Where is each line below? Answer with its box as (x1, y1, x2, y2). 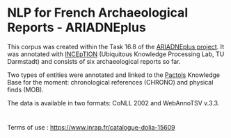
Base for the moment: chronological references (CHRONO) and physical (7, 78, 214, 86)
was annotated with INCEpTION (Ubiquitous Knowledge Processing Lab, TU (7, 50, 225, 58)
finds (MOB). (7, 85, 44, 94)
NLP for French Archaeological (7, 5, 189, 21)
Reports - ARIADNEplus (7, 19, 146, 35)
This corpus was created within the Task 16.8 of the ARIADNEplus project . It (7, 42, 225, 51)
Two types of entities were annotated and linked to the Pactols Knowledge (7, 71, 221, 79)
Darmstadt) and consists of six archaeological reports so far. (7, 57, 181, 65)
